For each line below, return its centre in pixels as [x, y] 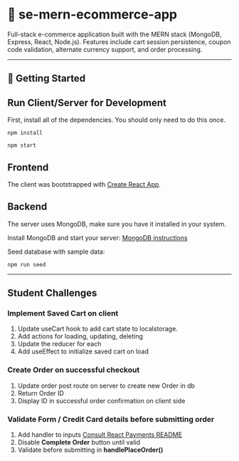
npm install [25, 133]
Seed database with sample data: [56, 252]
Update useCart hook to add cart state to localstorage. [97, 329]
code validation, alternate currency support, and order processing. [105, 49]
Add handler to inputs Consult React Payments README [100, 435]
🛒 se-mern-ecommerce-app [92, 15]
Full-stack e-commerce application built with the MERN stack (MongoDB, [115, 34]
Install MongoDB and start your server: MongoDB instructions [97, 237]
